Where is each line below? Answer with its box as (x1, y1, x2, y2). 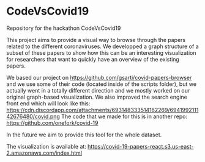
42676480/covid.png (6, 113, 60, 120)
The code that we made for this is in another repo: (61, 113, 188, 120)
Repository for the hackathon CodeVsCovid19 (6, 24, 121, 32)
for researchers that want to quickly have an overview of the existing (6, 55, 179, 63)
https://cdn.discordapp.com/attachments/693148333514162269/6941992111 (6, 106, 199, 113)
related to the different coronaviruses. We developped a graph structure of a (6, 43, 199, 50)
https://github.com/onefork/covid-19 (6, 119, 99, 126)
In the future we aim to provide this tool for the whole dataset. (6, 131, 162, 138)
